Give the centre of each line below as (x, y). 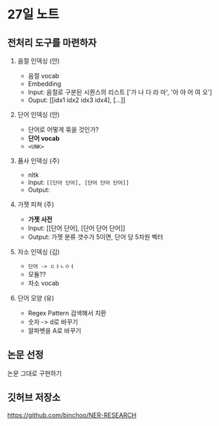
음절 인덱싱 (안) (39, 61)
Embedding (45, 84)
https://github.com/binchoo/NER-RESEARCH (72, 415)
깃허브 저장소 (34, 397)
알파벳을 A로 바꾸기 (55, 331)
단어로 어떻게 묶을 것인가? (64, 130)
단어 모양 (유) (36, 298)
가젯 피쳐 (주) (36, 204)
